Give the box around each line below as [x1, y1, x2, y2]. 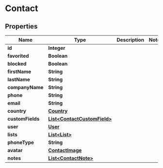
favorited [7, 53, 29, 59]
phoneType [7, 139, 34, 146]
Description [116, 37, 145, 43]
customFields [7, 116, 40, 122]
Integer [48, 45, 65, 51]
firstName [7, 68, 32, 75]
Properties [5, 22, 38, 31]
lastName [7, 76, 31, 83]
